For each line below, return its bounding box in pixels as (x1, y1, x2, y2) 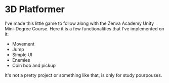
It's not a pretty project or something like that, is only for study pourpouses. (5, 72, 162, 78)
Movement (12, 40, 35, 47)
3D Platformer (5, 4, 65, 15)
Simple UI (12, 52, 32, 58)
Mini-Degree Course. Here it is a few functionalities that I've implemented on (5, 25, 164, 31)
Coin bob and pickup (12, 62, 56, 68)
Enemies (12, 57, 30, 63)
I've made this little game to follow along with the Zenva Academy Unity (5, 20, 154, 26)
